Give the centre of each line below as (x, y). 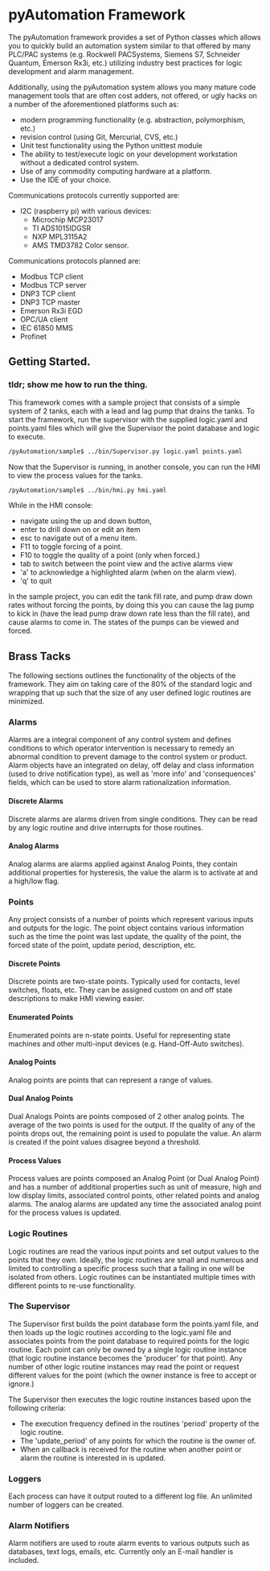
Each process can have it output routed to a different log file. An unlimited (131, 1496)
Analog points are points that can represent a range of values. (110, 1080)
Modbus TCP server (53, 285)
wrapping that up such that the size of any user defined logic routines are (130, 693)
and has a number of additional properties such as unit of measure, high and (135, 1187)
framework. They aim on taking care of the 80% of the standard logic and (130, 684)
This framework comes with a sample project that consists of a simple (124, 402)
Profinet (33, 336)
